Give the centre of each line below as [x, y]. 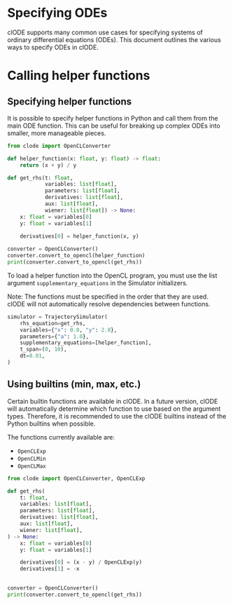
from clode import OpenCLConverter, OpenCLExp [76, 478]
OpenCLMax [32, 466]
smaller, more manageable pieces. [57, 133]
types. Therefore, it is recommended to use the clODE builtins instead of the [117, 416]
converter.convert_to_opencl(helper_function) [76, 256]
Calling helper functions [79, 76]
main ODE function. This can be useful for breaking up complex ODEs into [114, 125]
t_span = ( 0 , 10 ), [44, 349]
